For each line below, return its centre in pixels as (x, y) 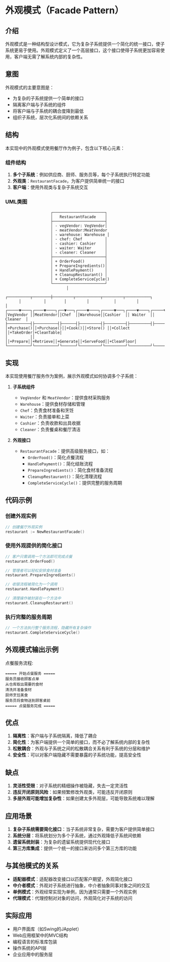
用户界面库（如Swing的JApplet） (47, 929)
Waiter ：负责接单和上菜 (45, 417)
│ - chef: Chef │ (79, 239)
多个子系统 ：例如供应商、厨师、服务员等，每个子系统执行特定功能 (81, 174)
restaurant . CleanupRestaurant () (39, 603)
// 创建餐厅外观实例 (24, 527)
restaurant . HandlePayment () (35, 589)
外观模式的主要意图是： (30, 87)
